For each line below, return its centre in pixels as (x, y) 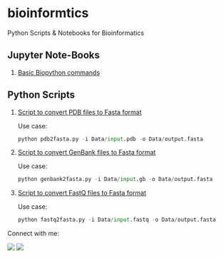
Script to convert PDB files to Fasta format (80, 112)
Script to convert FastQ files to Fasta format (82, 193)
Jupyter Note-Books (54, 55)
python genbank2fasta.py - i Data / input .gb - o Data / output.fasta (115, 180)
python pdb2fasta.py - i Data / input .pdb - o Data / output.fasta (110, 139)
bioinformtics (48, 13)
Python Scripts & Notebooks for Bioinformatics (76, 33)
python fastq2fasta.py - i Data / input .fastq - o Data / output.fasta (116, 220)
